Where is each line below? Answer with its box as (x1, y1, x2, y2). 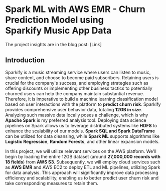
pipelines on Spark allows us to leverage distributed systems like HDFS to (5, 122, 157, 128)
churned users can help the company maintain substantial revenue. (5, 90, 144, 96)
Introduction (5, 56, 45, 65)
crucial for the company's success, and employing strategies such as (5, 80, 149, 86)
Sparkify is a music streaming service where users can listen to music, (5, 69, 151, 75)
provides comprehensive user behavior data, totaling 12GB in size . (5, 106, 142, 112)
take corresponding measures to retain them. (5, 180, 99, 186)
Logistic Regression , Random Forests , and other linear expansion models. (5, 138, 160, 144)
